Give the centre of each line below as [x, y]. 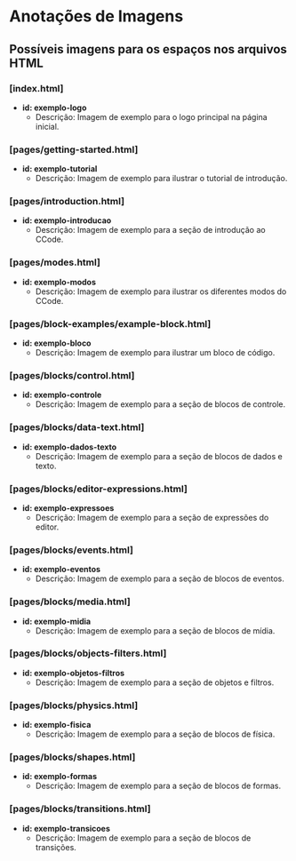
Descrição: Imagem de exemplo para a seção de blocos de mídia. [155, 630]
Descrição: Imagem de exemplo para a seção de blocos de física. [155, 734]
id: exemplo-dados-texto [69, 447]
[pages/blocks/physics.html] [74, 706]
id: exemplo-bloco [56, 343]
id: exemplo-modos [59, 282]
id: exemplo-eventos [61, 570]
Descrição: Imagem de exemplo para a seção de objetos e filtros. [155, 682]
